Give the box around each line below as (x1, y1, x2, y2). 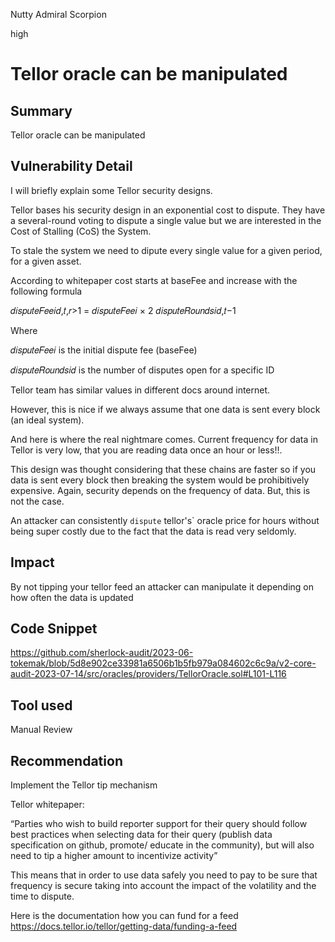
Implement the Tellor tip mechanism (10, 779, 158, 791)
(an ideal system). (10, 414, 85, 426)
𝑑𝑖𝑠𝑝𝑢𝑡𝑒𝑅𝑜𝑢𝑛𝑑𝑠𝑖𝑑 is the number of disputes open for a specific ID (10, 364, 275, 376)
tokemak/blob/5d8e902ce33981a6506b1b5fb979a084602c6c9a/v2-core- (10, 657, 317, 669)
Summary (10, 102, 73, 119)
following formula (10, 285, 83, 297)
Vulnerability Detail (10, 158, 133, 175)
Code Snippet (10, 620, 98, 638)
